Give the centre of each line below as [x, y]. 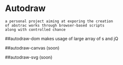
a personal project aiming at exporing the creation [59, 21]
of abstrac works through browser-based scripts [55, 25]
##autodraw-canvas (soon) [32, 48]
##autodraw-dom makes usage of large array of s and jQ [61, 39]
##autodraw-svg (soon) [29, 57]
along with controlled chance [35, 29]
